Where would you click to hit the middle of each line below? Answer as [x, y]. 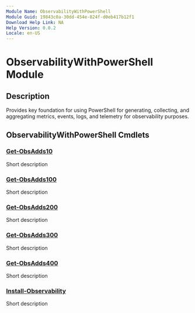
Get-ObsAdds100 [32, 179]
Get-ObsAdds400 [32, 263]
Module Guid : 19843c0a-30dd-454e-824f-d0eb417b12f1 [70, 17]
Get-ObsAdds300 [32, 235]
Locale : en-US [23, 33]
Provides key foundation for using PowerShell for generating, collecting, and [98, 110]
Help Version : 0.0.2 [31, 28]
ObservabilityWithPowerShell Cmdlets [78, 135]
